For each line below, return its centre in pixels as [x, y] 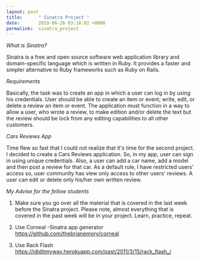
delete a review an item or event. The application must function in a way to [98, 106]
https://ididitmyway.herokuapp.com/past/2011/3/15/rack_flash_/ [93, 251]
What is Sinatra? [27, 45]
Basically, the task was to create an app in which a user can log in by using [98, 93]
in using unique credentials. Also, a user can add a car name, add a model [97, 161]
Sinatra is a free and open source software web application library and [93, 57]
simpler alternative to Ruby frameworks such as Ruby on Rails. [83, 70]
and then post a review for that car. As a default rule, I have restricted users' [100, 167]
